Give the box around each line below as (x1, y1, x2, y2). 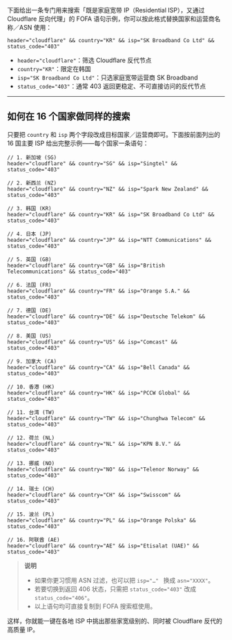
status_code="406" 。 (34, 593, 94, 601)
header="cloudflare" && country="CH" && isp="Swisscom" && (7, 491, 181, 498)
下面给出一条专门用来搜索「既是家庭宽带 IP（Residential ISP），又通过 (7, 6, 205, 14)
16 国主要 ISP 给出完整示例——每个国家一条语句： (7, 139, 149, 147)
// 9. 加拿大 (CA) (7, 358, 57, 365)
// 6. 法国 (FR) (7, 281, 52, 288)
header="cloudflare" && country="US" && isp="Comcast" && (7, 338, 177, 346)
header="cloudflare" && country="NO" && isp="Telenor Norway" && (7, 466, 199, 473)
